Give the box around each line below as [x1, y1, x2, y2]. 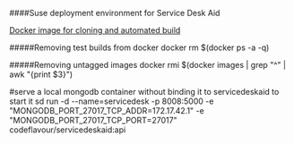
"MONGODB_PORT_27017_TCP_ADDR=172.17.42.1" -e [9, 106, 204, 115]
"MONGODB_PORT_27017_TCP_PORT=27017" [9, 115, 177, 125]
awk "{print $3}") [9, 69, 73, 80]
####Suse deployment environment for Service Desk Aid [9, 8, 220, 18]
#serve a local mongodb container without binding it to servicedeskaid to [9, 87, 280, 97]
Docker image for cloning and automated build [9, 25, 181, 35]
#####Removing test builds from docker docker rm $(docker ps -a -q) [9, 42, 270, 53]
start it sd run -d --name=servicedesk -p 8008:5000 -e [9, 96, 214, 106]
